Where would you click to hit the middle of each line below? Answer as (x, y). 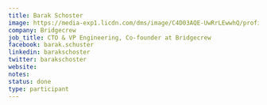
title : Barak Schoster (46, 15)
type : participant (39, 89)
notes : (19, 74)
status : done (30, 81)
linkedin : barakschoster (49, 52)
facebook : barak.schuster (51, 45)
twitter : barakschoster (48, 60)
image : (19, 23)
